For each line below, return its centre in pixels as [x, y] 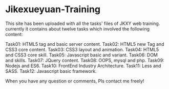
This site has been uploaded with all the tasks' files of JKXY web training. [83, 23]
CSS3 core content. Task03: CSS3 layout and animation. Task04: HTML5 [82, 49]
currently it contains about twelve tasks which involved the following [78, 28]
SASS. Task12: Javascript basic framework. [51, 71]
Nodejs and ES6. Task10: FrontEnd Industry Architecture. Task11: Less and [83, 66]
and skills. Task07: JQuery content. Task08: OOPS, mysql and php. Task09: [85, 60]
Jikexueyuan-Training [53, 9]
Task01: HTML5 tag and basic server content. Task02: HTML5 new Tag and [85, 44]
